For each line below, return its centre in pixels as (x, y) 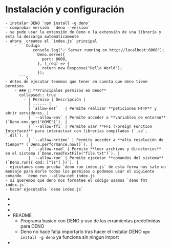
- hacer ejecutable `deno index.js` (44, 189)
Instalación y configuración (65, 9)
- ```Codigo (27, 45)
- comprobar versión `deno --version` (48, 27)
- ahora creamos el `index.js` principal (51, 41)
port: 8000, (55, 59)
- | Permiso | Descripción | (55, 99)
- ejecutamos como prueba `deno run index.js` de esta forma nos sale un (86, 167)
